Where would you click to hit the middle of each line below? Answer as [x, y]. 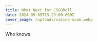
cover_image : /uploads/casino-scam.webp [49, 19]
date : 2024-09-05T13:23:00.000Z [40, 15]
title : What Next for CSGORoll [39, 10]
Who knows [18, 34]
